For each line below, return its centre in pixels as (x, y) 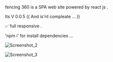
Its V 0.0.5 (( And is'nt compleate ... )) (43, 16)
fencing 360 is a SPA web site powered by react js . (57, 7)
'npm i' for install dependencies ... (39, 36)
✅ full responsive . (24, 26)
